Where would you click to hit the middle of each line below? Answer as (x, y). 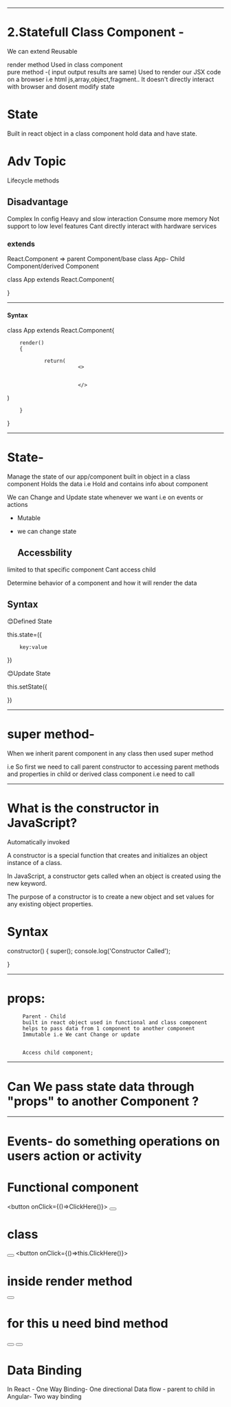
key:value (34, 647)
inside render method (70, 1281)
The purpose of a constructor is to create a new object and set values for (111, 897)
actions (18, 505)
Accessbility (44, 553)
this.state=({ (25, 634)
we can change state (47, 532)
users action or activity (75, 1156)
